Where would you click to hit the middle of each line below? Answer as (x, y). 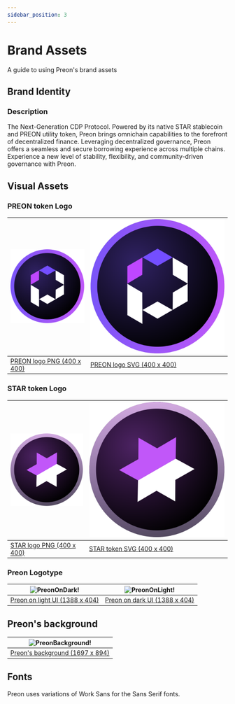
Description (28, 111)
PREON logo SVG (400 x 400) (134, 365)
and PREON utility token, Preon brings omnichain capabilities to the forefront (117, 134)
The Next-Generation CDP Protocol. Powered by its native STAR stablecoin (115, 127)
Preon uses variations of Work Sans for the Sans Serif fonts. (94, 694)
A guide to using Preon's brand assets (62, 69)
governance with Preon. (42, 164)
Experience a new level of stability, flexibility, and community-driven (105, 157)
